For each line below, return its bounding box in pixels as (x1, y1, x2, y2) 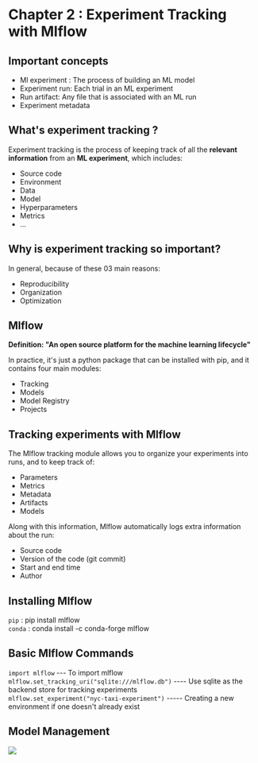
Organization (19, 287, 62, 297)
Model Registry (19, 396, 70, 406)
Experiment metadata (19, 101, 90, 110)
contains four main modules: (8, 364, 102, 373)
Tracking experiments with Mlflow (8, 427, 181, 441)
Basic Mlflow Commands (8, 647, 134, 660)
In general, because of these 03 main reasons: (8, 263, 160, 273)
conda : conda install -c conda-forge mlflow (8, 624, 149, 633)
